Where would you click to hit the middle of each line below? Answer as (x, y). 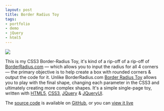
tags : (11, 19)
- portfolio (17, 24)
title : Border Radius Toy (32, 14)
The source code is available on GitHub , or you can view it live (69, 102)
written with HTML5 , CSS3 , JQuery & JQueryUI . (54, 93)
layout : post (19, 10)
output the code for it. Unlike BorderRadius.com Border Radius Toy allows (81, 77)
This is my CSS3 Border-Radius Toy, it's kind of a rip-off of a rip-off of (77, 61)
